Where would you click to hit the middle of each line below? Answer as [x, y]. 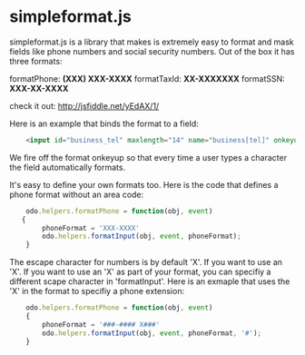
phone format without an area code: [77, 194]
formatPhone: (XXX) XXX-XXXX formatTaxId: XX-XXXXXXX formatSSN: [148, 78]
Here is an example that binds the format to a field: [104, 123]
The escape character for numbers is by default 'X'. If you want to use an [146, 262]
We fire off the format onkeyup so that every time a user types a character [148, 157]
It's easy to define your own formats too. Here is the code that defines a [144, 184]
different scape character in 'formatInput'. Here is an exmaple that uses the [150, 281]
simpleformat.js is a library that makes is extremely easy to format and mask [152, 42]
